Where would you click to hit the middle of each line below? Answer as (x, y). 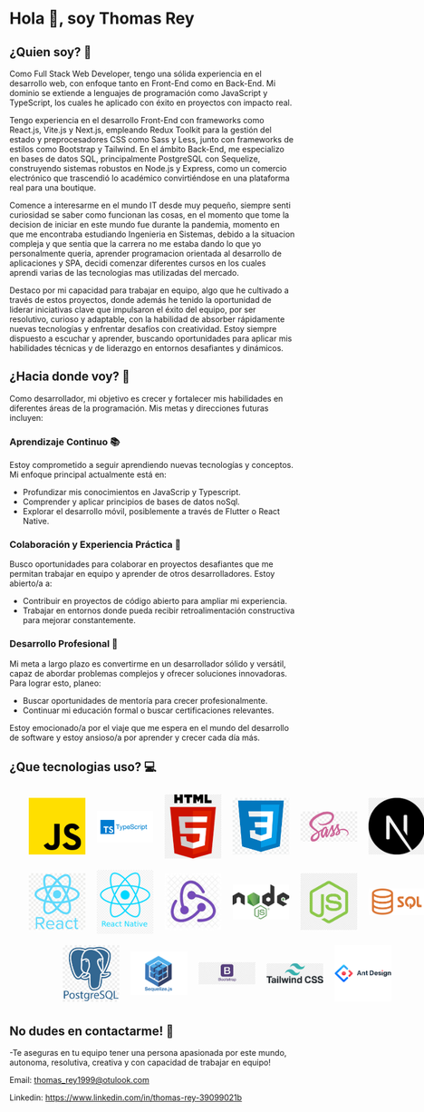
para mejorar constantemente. (79, 620)
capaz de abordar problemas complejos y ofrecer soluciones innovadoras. (149, 673)
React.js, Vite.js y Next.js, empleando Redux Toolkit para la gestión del (140, 130)
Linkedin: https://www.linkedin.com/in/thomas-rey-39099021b (126, 1097)
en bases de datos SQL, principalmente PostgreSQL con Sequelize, (135, 159)
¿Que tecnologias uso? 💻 (83, 767)
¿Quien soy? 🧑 (51, 52)
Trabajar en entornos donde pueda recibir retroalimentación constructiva (159, 610)
